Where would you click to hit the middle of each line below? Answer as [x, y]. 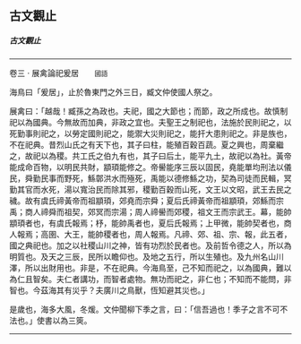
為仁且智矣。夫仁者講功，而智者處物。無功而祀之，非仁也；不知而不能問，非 [150, 279]
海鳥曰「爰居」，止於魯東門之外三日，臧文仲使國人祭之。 [113, 92]
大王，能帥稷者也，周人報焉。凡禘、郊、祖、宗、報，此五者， [178, 235]
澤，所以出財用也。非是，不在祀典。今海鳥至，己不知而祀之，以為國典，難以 [150, 268]
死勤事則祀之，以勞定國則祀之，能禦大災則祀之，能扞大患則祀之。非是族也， [150, 133]
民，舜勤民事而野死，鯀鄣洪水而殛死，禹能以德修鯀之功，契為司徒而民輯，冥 [150, 178]
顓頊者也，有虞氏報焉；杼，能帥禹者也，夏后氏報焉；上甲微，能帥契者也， [146, 223]
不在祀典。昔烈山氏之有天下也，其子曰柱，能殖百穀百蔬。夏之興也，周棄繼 [146, 145]
